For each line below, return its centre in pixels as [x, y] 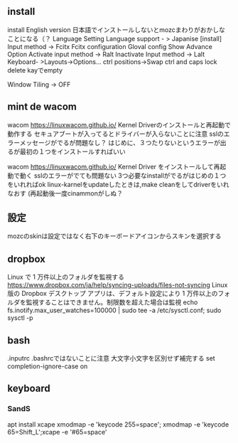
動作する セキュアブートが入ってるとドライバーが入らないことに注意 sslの [115, 134]
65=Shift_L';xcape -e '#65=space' [58, 432]
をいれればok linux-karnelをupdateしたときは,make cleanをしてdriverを [112, 184]
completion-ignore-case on [48, 366]
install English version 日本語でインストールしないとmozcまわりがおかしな [117, 30]
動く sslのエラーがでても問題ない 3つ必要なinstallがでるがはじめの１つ [123, 175]
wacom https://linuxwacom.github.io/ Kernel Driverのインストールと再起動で [119, 124]
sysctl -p [20, 318]
